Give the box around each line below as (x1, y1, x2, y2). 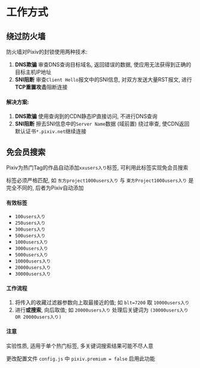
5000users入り (14, 252, 49, 258)
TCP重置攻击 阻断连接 (14, 83, 68, 91)
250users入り (14, 220, 46, 227)
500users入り (14, 233, 46, 239)
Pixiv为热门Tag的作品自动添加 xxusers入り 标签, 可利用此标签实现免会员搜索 (6, 164, 189, 171)
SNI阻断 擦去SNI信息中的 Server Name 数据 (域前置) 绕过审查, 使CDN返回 (14, 120, 190, 128)
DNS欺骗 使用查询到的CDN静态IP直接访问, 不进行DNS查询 (14, 113, 158, 120)
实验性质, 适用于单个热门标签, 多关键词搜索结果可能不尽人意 (6, 342, 153, 349)
